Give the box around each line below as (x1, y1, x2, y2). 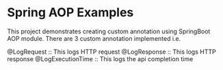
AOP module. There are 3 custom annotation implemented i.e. (7, 34, 181, 42)
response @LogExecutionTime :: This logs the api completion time (7, 54, 194, 63)
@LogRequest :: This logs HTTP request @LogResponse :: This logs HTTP (7, 48, 217, 56)
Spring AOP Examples (7, 5, 134, 20)
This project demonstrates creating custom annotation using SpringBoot (7, 27, 211, 35)
